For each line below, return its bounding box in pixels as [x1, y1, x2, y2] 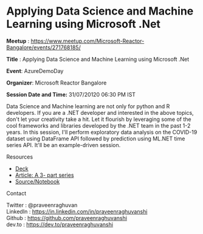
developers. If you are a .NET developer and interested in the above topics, [6, 109, 194, 116]
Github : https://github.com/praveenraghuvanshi [6, 214, 128, 221]
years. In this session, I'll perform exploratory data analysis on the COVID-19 [6, 128, 198, 136]
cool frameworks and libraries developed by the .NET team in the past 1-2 [6, 122, 191, 129]
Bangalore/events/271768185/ [6, 44, 81, 51]
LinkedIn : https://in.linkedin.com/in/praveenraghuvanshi [6, 208, 148, 215]
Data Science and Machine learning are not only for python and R [6, 102, 170, 110]
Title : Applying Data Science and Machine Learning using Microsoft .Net [6, 55, 190, 63]
